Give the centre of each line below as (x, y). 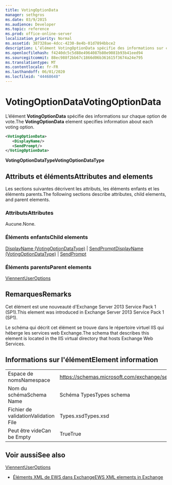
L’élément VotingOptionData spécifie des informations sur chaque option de (86, 116)
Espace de (20, 373)
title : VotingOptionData (32, 10)
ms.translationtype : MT (31, 62)
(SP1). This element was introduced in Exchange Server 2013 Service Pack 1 (85, 312)
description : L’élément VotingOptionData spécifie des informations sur (84, 48)
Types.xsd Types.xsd (84, 416)
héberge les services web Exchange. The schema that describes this (77, 333)
